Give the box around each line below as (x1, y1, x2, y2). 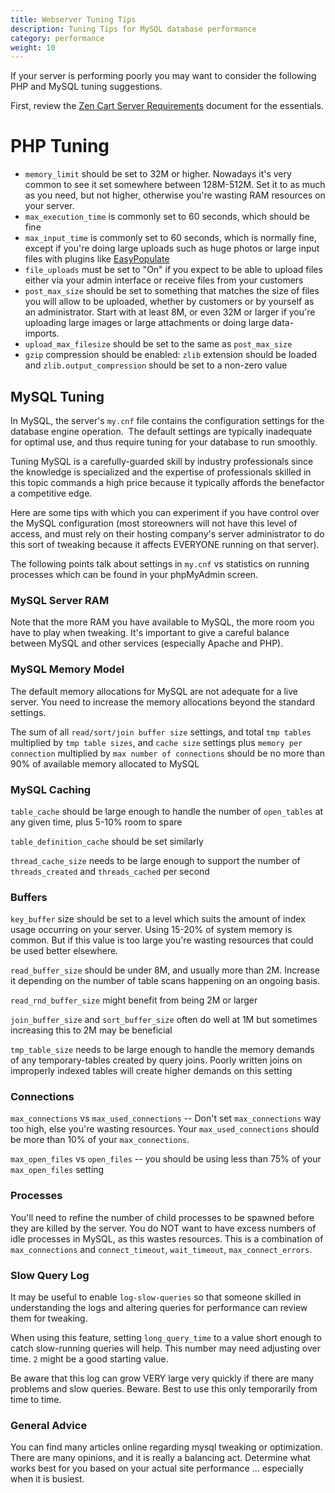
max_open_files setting (10, 1164, 105, 1176)
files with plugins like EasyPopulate (24, 253, 170, 265)
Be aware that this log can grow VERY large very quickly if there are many (10, 1372, 315, 1385)
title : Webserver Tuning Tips (10, 14, 137, 25)
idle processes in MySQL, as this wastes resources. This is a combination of (10, 1232, 324, 1245)
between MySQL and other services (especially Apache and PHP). (10, 637, 284, 650)
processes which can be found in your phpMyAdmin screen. (10, 569, 259, 580)
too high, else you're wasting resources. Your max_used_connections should (10, 1123, 320, 1135)
